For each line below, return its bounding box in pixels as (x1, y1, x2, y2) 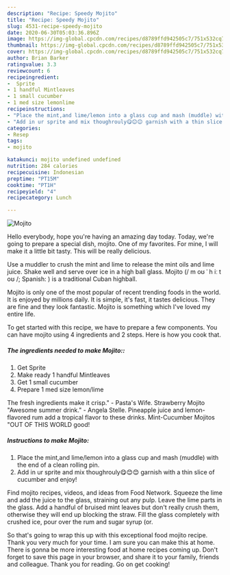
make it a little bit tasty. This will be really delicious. (7, 247, 152, 256)
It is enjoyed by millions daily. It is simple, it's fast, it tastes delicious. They (7, 295, 216, 304)
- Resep (7, 131, 29, 138)
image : (7, 36, 26, 42)
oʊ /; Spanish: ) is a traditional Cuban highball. (7, 275, 138, 283)
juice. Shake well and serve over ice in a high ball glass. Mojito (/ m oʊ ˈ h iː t (7, 268, 221, 276)
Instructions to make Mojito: (7, 436, 90, 444)
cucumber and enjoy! (16, 476, 77, 484)
